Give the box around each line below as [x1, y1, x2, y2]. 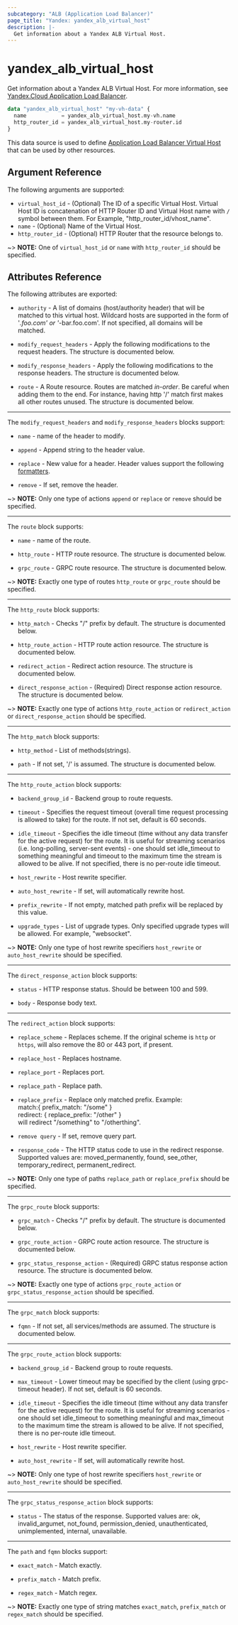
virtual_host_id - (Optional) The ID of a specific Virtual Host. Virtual [17, 199, 218, 207]
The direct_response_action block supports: [7, 971, 138, 980]
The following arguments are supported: [7, 185, 125, 194]
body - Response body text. [17, 999, 98, 1007]
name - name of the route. [17, 536, 91, 545]
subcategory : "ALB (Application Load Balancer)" [7, 10, 154, 18]
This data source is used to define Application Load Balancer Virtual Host [7, 138, 221, 146]
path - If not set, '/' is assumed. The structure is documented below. [17, 760, 216, 768]
